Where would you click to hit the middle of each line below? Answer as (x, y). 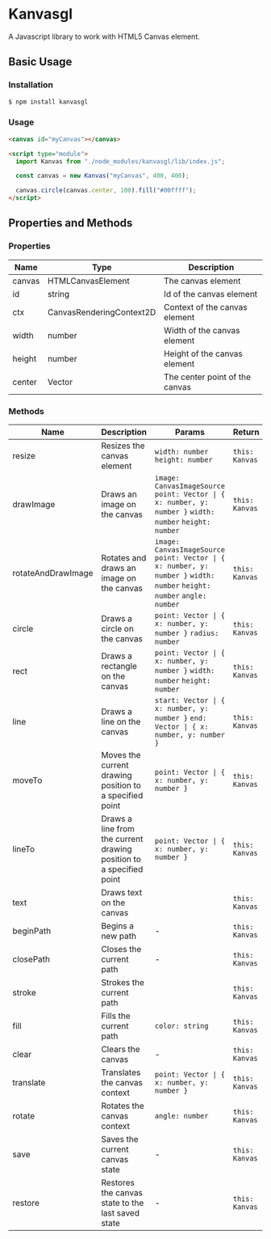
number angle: (181, 596)
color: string (181, 1026)
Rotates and (123, 558)
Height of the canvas (204, 353)
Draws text (121, 893)
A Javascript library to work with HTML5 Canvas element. (104, 36)
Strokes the (123, 983)
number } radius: (187, 633)
